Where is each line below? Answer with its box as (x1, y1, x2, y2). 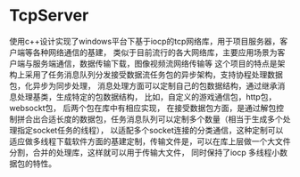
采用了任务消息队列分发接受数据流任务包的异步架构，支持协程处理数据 (24, 68, 283, 80)
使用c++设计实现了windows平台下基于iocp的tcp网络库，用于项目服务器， (9, 36, 280, 46)
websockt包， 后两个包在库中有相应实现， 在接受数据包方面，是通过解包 (9, 102, 277, 113)
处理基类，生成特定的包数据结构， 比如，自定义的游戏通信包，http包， (16, 91, 277, 102)
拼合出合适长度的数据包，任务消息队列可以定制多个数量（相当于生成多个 (16, 113, 283, 125)
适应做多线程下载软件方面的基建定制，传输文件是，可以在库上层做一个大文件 (9, 135, 291, 147)
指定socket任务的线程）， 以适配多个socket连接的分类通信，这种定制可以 (16, 125, 284, 135)
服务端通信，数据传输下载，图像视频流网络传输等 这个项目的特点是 (32, 58, 278, 68)
